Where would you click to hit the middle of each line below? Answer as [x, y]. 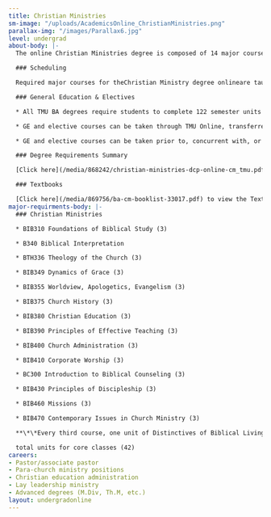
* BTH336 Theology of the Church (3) [79, 258]
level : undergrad [38, 38]
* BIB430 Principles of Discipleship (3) [86, 389]
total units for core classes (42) [75, 448]
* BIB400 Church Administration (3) [77, 345]
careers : [23, 455]
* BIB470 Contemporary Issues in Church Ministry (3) [108, 418]
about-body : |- [34, 46]
